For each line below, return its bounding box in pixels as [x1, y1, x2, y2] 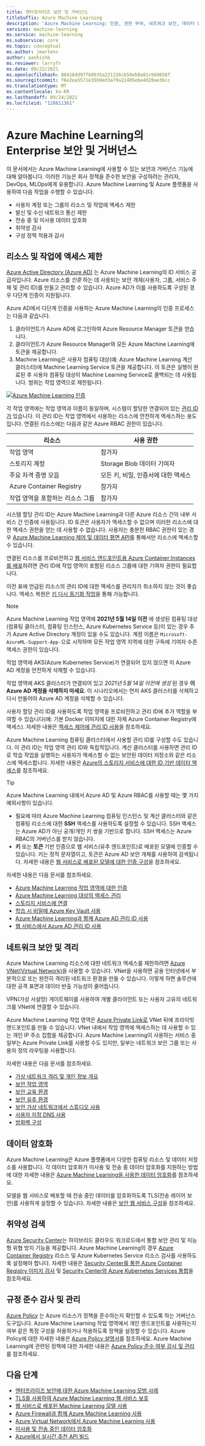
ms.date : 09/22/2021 [6, 66, 59, 72]
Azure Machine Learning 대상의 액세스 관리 [15, 892, 121, 899]
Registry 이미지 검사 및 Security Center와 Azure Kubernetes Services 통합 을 [6, 1267, 194, 1274]
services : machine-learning [6, 26, 78, 32]
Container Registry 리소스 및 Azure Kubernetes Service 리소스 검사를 [6, 1251, 176, 1259]
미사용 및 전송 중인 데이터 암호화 [15, 1425, 92, 1433]
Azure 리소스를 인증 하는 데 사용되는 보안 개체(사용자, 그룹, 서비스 [34, 276, 190, 283]
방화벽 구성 [15, 1118, 42, 1126]
